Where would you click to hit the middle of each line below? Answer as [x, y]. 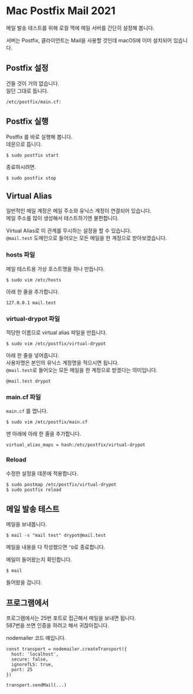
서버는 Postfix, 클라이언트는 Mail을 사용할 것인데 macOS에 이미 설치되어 [89, 40]
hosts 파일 [21, 255]
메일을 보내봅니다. [27, 524]
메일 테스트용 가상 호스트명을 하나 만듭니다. [55, 268]
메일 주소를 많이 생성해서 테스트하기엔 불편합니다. [62, 218]
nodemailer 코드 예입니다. [36, 638]
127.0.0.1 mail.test [31, 303]
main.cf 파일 [23, 397]
